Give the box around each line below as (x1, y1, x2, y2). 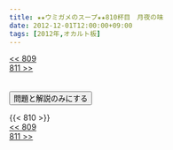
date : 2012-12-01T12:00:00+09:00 (9, 21, 133, 30)
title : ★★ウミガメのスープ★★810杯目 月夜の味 (9, 12, 164, 22)
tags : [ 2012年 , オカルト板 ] (9, 29, 101, 38)
